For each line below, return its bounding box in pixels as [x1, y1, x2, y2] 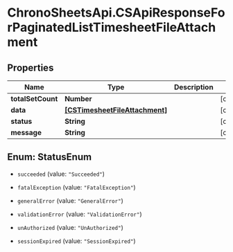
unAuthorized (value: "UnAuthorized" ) [17, 223, 123, 231]
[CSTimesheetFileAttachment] [64, 105, 168, 115]
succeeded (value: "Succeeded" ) [17, 170, 105, 178]
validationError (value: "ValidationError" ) [17, 210, 142, 218]
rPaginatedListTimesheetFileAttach [7, 19, 216, 35]
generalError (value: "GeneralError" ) [17, 196, 123, 205]
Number [64, 94, 92, 103]
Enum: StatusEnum [7, 151, 92, 163]
